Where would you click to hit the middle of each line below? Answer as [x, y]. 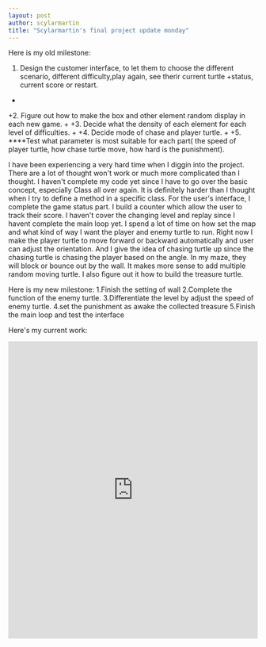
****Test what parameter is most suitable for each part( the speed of [122, 141]
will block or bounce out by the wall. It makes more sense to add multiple [127, 266]
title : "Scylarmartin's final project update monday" [99, 30]
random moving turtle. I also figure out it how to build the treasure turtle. [126, 274]
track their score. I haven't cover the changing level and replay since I [122, 216]
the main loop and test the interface [66, 315]
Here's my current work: [48, 331]
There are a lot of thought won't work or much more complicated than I [124, 173]
